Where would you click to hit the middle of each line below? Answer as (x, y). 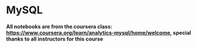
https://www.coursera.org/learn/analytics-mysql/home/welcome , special (98, 32)
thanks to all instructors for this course (55, 39)
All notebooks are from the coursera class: (59, 26)
